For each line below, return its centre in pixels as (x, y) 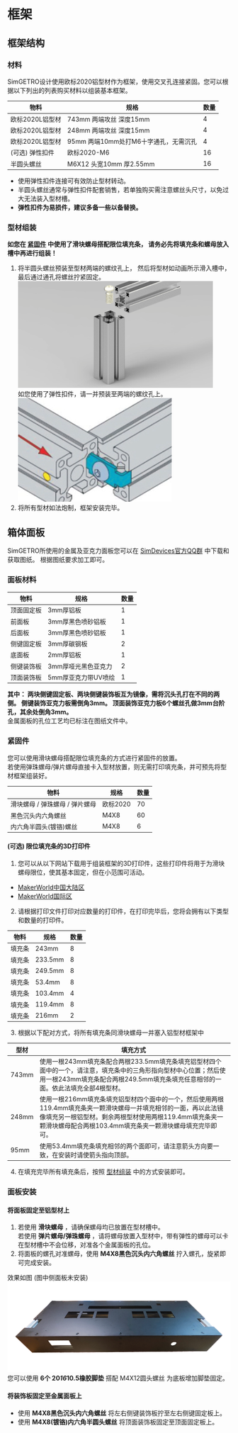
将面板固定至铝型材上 (38, 1210)
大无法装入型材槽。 (46, 198)
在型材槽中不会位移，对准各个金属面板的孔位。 (86, 1245)
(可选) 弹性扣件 (32, 152)
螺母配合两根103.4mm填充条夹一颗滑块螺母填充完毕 (134, 1126)
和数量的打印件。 (42, 920)
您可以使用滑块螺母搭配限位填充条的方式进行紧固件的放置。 (94, 758)
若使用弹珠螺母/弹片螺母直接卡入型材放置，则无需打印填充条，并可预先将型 (117, 767)
